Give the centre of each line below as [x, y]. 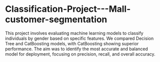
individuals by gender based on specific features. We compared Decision [80, 38]
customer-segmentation [56, 19]
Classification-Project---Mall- [68, 9]
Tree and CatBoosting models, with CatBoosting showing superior [72, 43]
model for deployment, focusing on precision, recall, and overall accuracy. [80, 54]
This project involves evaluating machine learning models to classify [74, 33]
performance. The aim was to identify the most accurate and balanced [77, 49]
